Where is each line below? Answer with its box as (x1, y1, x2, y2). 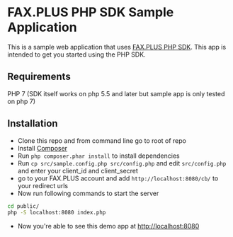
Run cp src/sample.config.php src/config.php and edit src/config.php (17, 158, 227, 167)
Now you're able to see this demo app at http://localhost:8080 (17, 222, 200, 231)
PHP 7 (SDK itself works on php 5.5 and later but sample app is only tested (7, 89, 225, 98)
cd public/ (7, 202, 40, 209)
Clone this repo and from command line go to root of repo (17, 136, 186, 145)
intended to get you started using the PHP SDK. (7, 50, 147, 59)
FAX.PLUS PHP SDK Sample (7, 4, 174, 21)
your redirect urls (17, 181, 69, 190)
